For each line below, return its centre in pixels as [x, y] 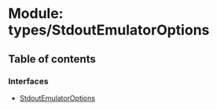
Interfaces [28, 81]
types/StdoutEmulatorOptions [109, 30]
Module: [36, 14]
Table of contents [52, 59]
